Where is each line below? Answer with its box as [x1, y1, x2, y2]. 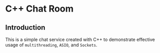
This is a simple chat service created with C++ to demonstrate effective [5, 36, 155, 42]
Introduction [5, 23, 46, 32]
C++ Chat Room [5, 3, 74, 15]
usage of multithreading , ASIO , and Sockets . [5, 42, 98, 48]
